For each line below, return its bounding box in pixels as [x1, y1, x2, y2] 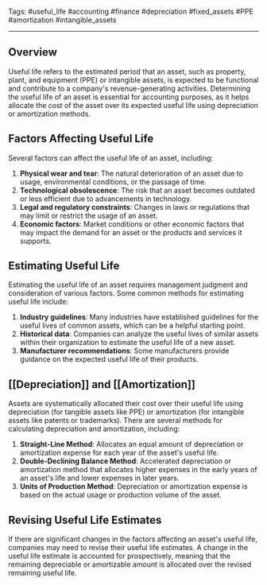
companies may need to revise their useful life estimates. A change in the [8, 543, 249, 552]
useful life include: [8, 297, 69, 307]
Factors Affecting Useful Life [8, 132, 154, 145]
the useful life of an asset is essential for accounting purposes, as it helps [8, 91, 250, 102]
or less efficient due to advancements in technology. [19, 194, 192, 203]
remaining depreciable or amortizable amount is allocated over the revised [8, 560, 252, 569]
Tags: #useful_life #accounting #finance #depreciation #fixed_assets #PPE [8, 7, 254, 16]
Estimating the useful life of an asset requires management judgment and [8, 280, 248, 289]
